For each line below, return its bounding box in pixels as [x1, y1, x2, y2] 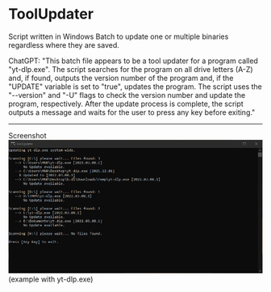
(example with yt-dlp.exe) [8, 274, 94, 284]
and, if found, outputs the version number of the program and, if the [8, 73, 234, 83]
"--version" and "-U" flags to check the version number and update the [8, 90, 246, 99]
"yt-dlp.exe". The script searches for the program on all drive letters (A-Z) [8, 64, 253, 74]
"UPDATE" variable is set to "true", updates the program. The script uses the [8, 82, 262, 91]
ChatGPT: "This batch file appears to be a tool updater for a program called [8, 56, 258, 66]
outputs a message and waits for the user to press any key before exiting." [8, 107, 256, 117]
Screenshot [8, 130, 47, 140]
